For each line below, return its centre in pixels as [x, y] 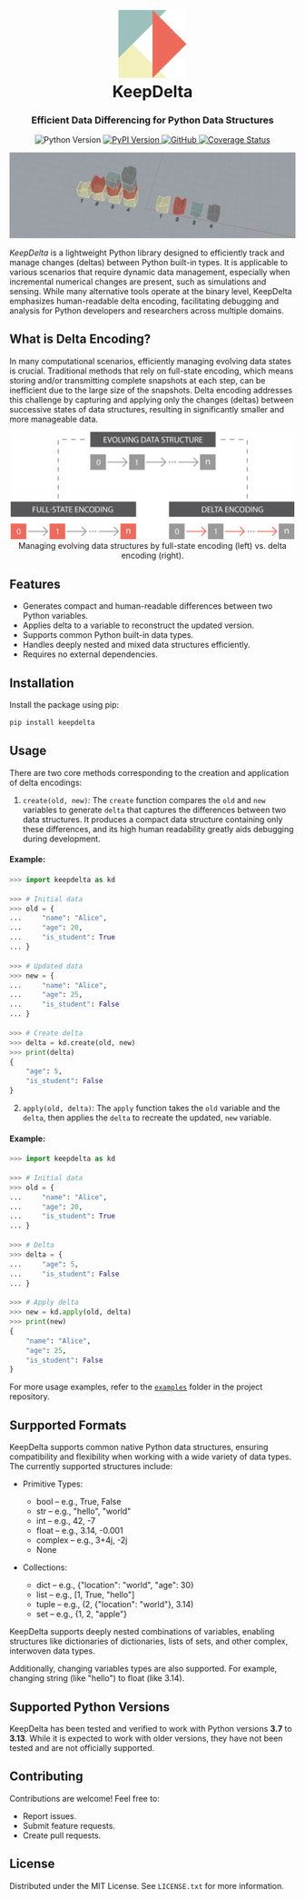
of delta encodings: [46, 782]
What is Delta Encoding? [80, 339]
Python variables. [55, 616]
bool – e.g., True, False [79, 1502]
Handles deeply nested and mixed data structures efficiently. [137, 645]
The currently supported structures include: [91, 1467]
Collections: [45, 1567]
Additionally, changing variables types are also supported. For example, [143, 1669]
